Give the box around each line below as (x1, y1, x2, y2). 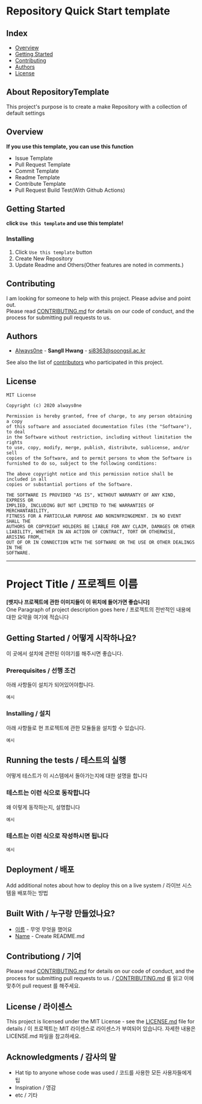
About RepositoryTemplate (6, 87, 109, 97)
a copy (6, 419, 23, 425)
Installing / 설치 (6, 710, 51, 718)
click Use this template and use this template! (6, 219, 124, 227)
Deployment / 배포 (6, 865, 75, 875)
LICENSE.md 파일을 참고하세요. (6, 1032, 81, 1040)
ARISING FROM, (6, 534, 42, 541)
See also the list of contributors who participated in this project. (6, 359, 164, 366)
